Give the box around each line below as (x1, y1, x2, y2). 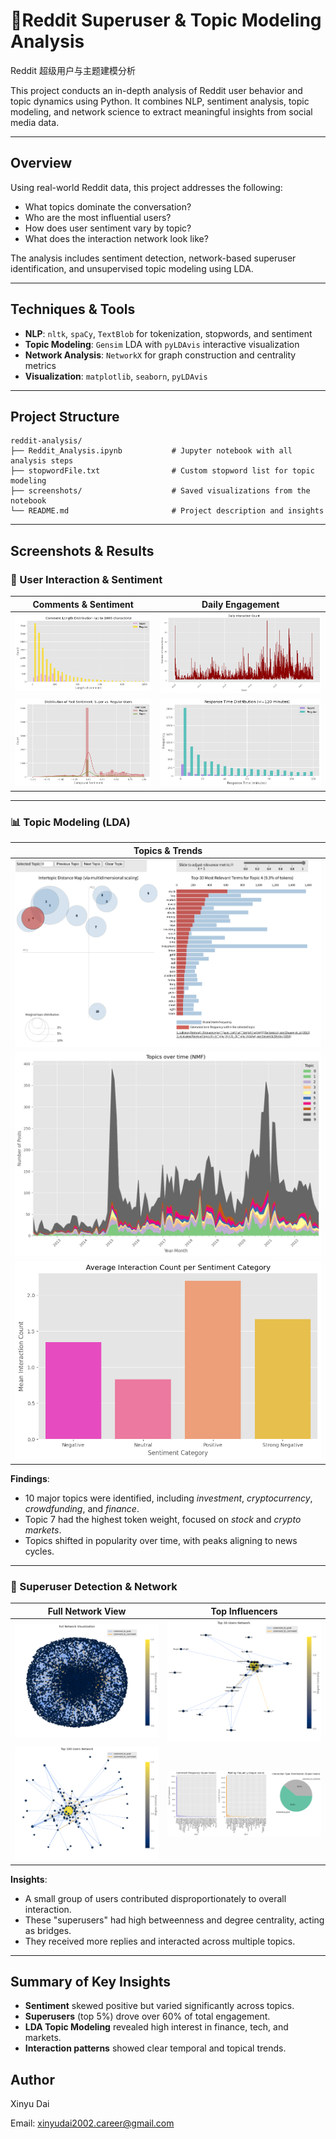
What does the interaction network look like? (24, 232, 209, 244)
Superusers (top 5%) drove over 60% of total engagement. (24, 2010, 271, 2023)
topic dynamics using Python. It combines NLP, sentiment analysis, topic (10, 95, 310, 107)
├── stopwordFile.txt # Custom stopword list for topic (10, 466, 315, 476)
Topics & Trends (133, 844, 203, 856)
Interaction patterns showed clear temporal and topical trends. (24, 2042, 287, 2054)
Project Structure (10, 408, 120, 425)
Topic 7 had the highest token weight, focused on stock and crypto (24, 1513, 302, 1525)
